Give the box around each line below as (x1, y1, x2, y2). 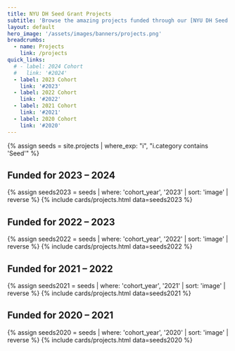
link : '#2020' (20, 121, 61, 129)
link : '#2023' (20, 83, 61, 90)
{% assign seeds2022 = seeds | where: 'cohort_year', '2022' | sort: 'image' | (7, 234, 229, 244)
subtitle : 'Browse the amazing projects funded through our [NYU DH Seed (7, 17, 229, 24)
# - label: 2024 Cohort (13, 63, 83, 70)
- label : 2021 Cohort (13, 102, 77, 109)
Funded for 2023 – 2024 (7, 169, 116, 181)
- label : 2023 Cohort (13, 76, 77, 83)
